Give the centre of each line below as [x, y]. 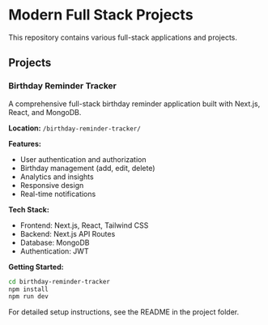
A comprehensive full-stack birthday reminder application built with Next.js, [134, 104]
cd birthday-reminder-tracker [60, 281]
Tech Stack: [29, 209]
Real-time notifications [58, 194]
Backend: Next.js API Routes [68, 233]
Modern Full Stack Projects [101, 15]
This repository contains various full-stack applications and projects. [123, 37]
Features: [25, 143]
